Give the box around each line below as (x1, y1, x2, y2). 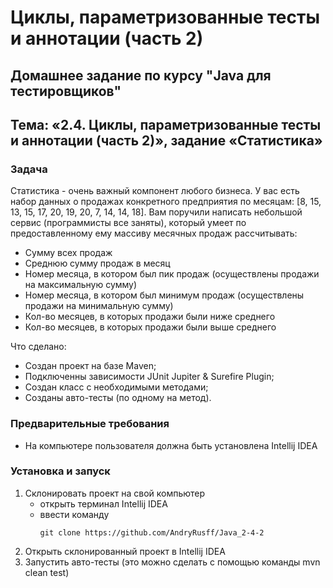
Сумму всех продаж (24, 247, 113, 259)
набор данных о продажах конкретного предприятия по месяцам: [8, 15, (10, 196, 322, 208)
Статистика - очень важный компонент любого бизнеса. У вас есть (10, 185, 300, 197)
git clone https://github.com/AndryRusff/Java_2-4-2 (39, 527, 265, 538)
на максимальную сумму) (24, 279, 138, 291)
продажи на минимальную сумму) (24, 300, 174, 312)
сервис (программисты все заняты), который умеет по (10, 217, 247, 229)
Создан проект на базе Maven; (24, 360, 157, 372)
